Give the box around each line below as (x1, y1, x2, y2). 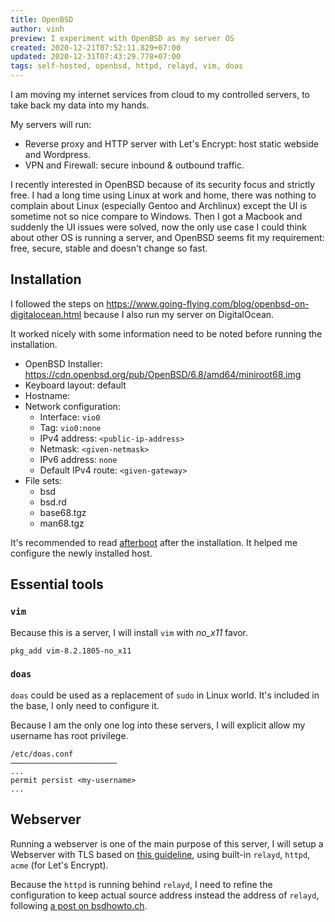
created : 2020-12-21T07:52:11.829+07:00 (10, 42, 182, 53)
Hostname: (24, 389, 71, 401)
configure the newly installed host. (10, 547, 153, 559)
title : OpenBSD (10, 14, 74, 25)
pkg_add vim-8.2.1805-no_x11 (10, 646, 132, 656)
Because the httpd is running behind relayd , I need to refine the (10, 878, 273, 890)
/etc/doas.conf (10, 749, 74, 759)
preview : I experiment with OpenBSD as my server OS (10, 33, 235, 43)
